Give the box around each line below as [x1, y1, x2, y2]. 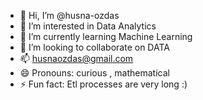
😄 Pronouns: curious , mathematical [19, 67, 170, 79]
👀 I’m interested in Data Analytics [19, 20, 157, 32]
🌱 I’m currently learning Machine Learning [19, 31, 193, 42]
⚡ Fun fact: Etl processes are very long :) [19, 78, 188, 90]
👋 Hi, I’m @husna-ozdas [19, 10, 120, 21]
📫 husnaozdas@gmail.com [19, 53, 134, 64]
